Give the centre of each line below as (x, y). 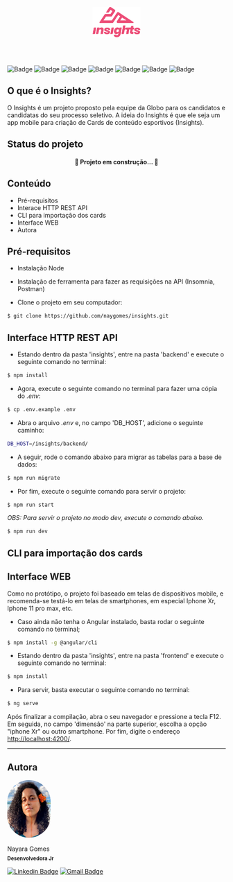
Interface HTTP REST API (62, 337)
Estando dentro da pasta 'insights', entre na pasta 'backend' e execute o (120, 354)
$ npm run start (31, 505)
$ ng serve (23, 704)
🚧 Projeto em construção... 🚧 (116, 162)
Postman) (31, 289)
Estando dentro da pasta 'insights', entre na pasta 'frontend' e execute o (120, 656)
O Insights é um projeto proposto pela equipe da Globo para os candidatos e (116, 107)
